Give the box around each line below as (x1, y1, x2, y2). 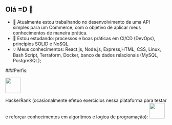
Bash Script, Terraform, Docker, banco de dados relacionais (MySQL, (12, 52, 159, 58)
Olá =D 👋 (5, 5, 34, 14)
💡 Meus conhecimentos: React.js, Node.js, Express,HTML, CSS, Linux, (12, 46, 161, 52)
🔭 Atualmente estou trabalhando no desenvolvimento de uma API (12, 19, 150, 25)
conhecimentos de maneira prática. (12, 29, 88, 36)
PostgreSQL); (12, 57, 41, 63)
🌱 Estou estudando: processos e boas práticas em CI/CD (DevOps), (12, 35, 156, 41)
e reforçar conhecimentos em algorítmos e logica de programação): (5, 114, 148, 120)
